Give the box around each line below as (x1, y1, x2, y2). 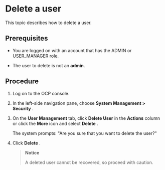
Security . (12, 105, 34, 111)
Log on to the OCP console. (12, 90, 70, 96)
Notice (25, 149, 40, 155)
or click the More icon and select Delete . (12, 120, 99, 126)
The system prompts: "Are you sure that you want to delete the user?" (12, 130, 157, 136)
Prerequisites (5, 34, 48, 43)
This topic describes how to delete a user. (5, 20, 92, 26)
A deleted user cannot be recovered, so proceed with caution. (25, 159, 153, 165)
